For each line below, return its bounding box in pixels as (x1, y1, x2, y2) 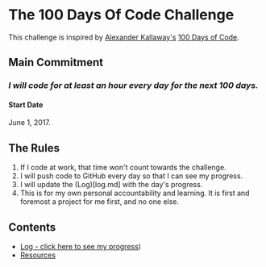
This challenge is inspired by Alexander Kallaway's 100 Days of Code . (8, 32, 239, 42)
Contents (8, 220, 56, 234)
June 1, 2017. (8, 118, 51, 127)
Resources (19, 250, 56, 260)
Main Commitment (8, 56, 104, 69)
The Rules (8, 141, 60, 155)
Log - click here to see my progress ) (19, 242, 141, 252)
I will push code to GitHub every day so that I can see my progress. (19, 171, 243, 181)
